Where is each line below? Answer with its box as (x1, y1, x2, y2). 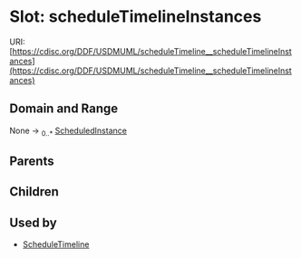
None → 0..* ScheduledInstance (9, 125, 127, 138)
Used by (9, 215, 57, 230)
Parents (9, 153, 54, 168)
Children (9, 184, 59, 200)
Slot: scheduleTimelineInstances (9, 6, 262, 27)
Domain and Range (9, 101, 119, 117)
